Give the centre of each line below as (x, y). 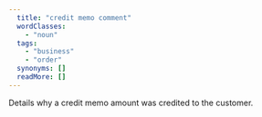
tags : (27, 43)
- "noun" (42, 34)
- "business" (50, 52)
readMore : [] (42, 77)
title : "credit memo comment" (74, 18)
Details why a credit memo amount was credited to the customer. (131, 102)
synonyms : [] (42, 69)
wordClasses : (42, 26)
